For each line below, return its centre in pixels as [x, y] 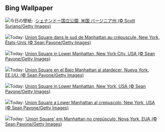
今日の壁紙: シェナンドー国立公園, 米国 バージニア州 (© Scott [73, 20]
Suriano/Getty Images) [28, 26]
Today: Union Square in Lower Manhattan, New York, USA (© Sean [78, 86]
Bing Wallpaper [29, 8]
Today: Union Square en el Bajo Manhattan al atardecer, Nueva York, [80, 70]
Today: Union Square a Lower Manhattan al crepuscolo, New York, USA [82, 102]
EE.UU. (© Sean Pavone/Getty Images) [45, 75]
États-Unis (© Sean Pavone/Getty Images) [48, 42]
